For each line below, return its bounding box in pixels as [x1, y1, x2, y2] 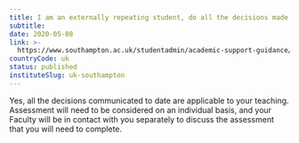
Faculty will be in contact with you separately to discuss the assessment [9, 114, 274, 124]
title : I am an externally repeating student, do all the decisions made [9, 12, 289, 22]
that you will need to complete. [9, 123, 123, 134]
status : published [9, 63, 77, 72]
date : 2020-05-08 [9, 29, 74, 38]
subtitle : [9, 21, 46, 30]
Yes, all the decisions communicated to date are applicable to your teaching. [9, 95, 289, 106]
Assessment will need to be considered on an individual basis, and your [9, 104, 272, 115]
